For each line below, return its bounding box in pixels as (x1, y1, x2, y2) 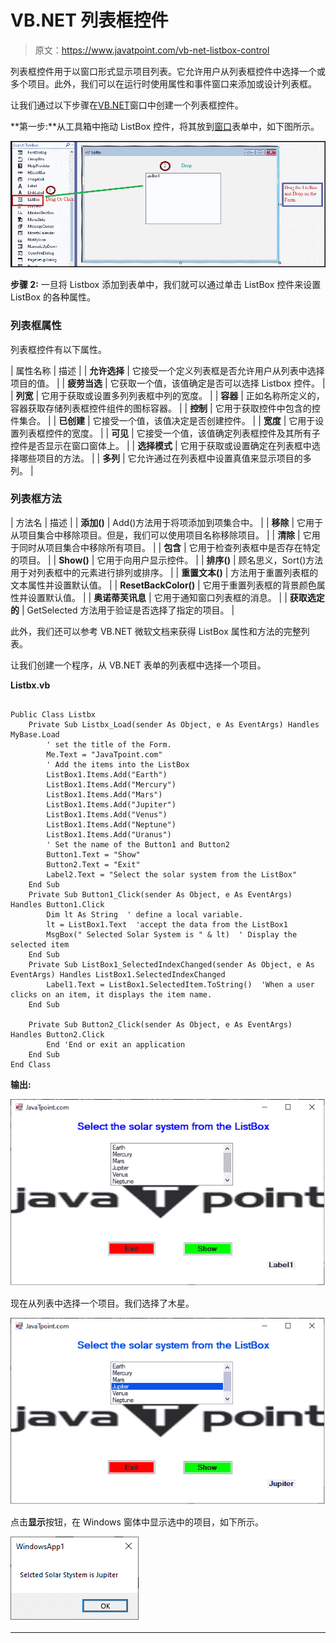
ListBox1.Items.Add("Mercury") (46, 779, 177, 790)
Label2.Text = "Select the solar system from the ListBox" (46, 869, 298, 880)
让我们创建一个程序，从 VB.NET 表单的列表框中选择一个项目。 (10, 659, 267, 671)
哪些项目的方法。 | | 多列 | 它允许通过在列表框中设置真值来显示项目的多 (18, 452, 312, 464)
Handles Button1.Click (10, 899, 105, 910)
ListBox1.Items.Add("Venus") (46, 809, 168, 820)
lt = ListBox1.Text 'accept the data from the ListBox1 (46, 919, 288, 930)
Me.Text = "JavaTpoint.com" (46, 749, 163, 760)
